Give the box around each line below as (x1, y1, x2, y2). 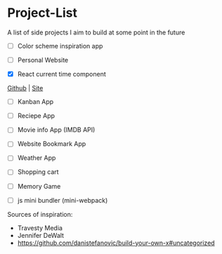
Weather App (17, 154, 56, 162)
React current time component (17, 70, 107, 79)
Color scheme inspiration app (17, 41, 103, 50)
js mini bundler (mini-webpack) (17, 196, 108, 204)
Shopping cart (17, 168, 59, 176)
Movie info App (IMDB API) (17, 126, 96, 134)
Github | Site (7, 84, 44, 93)
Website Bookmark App (17, 140, 86, 148)
